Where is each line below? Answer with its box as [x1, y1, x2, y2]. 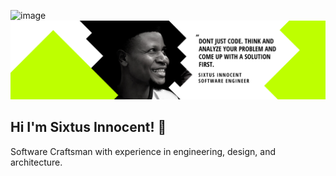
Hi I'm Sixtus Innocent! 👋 [10, 119, 167, 136]
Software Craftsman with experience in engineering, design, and [10, 145, 277, 157]
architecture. [10, 156, 63, 168]
